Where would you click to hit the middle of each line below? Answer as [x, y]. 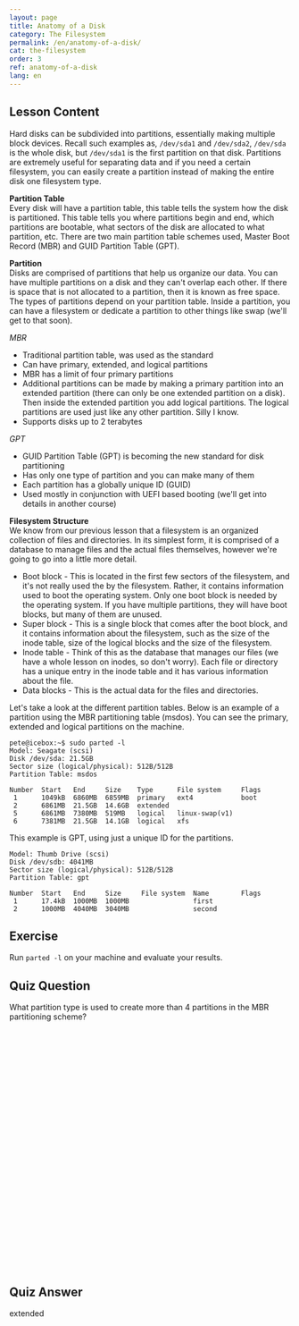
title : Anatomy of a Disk [57, 26]
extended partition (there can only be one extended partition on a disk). [154, 393]
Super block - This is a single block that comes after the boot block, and [155, 623]
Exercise [34, 936]
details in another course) [69, 503]
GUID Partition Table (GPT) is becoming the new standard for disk [143, 456]
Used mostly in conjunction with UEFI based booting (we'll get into [145, 494]
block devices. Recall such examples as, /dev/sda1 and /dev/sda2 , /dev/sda [148, 143]
